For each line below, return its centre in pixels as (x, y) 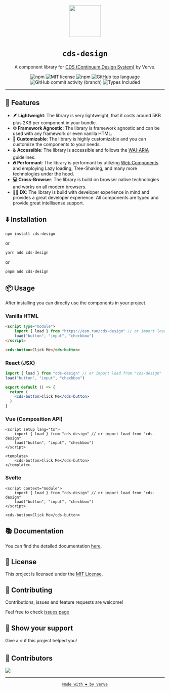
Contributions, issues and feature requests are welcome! (64, 602)
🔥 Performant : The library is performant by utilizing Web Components (85, 162)
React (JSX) (20, 363)
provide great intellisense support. (48, 203)
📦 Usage (20, 288)
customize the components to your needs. (57, 144)
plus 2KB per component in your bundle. (55, 123)
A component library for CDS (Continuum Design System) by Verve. (85, 67)
